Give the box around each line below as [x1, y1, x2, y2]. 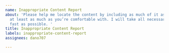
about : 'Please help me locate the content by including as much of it [5, 12, 158, 17]
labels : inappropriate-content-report [5, 31, 87, 36]
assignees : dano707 [5, 36, 46, 41]
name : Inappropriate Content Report [5, 7, 82, 13]
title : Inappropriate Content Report [5, 26, 84, 31]
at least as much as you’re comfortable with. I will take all [10, 17, 145, 22]
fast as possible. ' [10, 21, 53, 27]
